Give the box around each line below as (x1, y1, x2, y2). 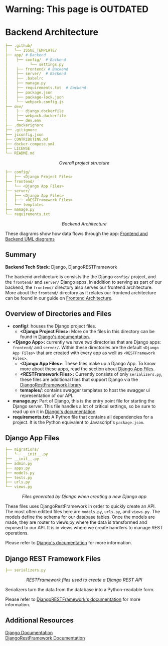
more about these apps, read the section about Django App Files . (20, 366, 155, 372)
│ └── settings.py (5, 62, 64, 67)
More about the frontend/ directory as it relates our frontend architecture (5, 289, 156, 295)
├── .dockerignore (5, 123, 44, 128)
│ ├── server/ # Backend (5, 71, 66, 76)
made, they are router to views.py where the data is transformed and (5, 519, 147, 525)
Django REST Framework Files (5, 554, 101, 563)
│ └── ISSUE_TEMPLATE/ (5, 48, 57, 53)
